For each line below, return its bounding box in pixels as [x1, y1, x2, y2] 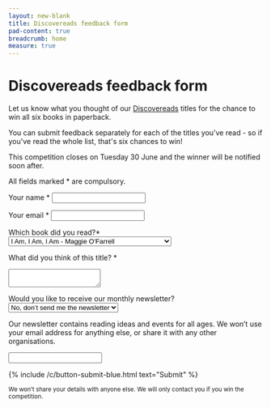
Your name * [8, 193, 50, 202]
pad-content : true [8, 27, 70, 35]
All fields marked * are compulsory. [8, 176, 126, 186]
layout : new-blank [8, 11, 70, 20]
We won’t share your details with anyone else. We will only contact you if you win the [8, 385, 244, 393]
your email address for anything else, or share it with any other [8, 328, 218, 338]
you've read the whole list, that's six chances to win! [8, 137, 184, 147]
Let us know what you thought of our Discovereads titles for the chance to [8, 104, 256, 113]
